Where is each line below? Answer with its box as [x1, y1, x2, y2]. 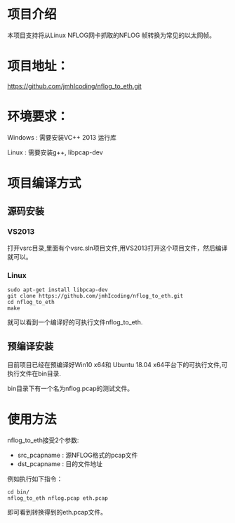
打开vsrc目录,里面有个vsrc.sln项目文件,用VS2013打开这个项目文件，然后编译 [7, 244, 228, 252]
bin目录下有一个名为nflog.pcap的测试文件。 [7, 384, 134, 392]
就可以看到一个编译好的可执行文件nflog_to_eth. [7, 317, 143, 326]
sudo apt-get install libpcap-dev [7, 286, 109, 293]
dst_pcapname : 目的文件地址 [17, 459, 103, 468]
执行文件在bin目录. [7, 369, 62, 378]
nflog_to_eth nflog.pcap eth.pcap [7, 494, 109, 502]
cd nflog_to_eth [7, 298, 55, 305]
